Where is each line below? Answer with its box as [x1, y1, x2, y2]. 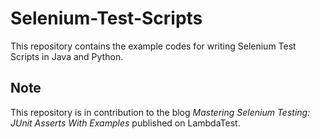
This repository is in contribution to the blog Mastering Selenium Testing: [10, 106, 311, 118]
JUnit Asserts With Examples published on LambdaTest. [10, 117, 241, 129]
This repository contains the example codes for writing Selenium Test [10, 40, 297, 52]
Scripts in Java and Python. [10, 50, 124, 62]
